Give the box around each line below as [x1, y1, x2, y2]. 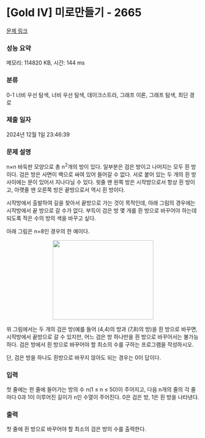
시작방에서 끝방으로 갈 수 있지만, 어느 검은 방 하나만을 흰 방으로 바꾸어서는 [6, 333, 182, 340]
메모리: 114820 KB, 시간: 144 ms [6, 59, 85, 66]
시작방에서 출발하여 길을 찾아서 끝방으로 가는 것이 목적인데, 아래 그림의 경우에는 [6, 199, 196, 206]
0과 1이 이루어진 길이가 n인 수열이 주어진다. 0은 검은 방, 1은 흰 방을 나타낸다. [17, 394, 199, 401]
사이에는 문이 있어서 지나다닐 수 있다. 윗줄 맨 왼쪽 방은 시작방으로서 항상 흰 [6, 178, 184, 186]
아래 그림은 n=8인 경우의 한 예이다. [6, 227, 90, 235]
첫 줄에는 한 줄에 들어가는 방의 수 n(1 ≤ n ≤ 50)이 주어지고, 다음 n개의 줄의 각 [6, 386, 190, 393]
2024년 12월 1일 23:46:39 [6, 130, 70, 138]
